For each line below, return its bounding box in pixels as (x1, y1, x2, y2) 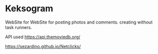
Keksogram (5, 3, 53, 14)
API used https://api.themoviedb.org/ (5, 34, 80, 40)
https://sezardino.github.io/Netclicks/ (5, 43, 81, 49)
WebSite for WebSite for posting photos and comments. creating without (5, 19, 153, 25)
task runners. (5, 24, 32, 30)
